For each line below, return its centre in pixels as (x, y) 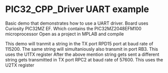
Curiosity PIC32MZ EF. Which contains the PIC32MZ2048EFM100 (73, 28)
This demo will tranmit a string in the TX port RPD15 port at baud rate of (79, 43)
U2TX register (20, 65)
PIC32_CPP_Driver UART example (77, 9)
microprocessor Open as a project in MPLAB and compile (65, 34)
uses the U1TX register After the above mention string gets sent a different (82, 54)
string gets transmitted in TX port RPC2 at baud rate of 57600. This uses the (84, 59)
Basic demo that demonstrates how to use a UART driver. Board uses (77, 23)
